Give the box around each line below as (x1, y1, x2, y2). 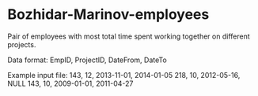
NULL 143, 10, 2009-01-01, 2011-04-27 (7, 79, 134, 88)
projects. (7, 39, 36, 49)
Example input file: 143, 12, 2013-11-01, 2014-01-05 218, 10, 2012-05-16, (7, 70, 241, 79)
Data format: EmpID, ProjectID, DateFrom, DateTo (7, 55, 167, 65)
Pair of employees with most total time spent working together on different (7, 31, 250, 41)
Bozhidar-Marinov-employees (7, 6, 210, 24)
